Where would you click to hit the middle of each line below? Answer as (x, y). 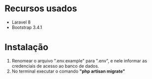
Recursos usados (41, 9)
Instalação (27, 47)
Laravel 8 (21, 22)
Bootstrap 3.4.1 (27, 27)
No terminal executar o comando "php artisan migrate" (68, 71)
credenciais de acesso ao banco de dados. (55, 66)
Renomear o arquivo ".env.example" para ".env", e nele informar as (79, 61)
